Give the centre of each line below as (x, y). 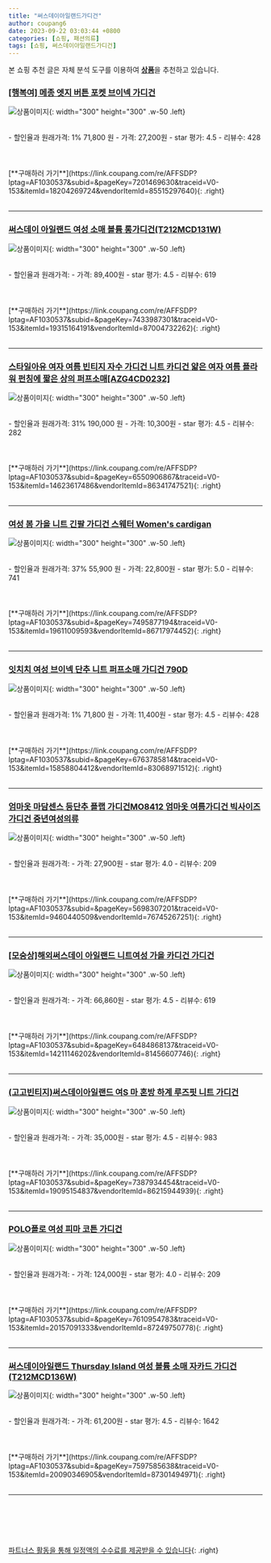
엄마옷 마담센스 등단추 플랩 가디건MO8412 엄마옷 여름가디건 (118, 807)
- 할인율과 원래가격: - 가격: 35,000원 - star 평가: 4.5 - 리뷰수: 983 (113, 1137)
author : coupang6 (38, 23)
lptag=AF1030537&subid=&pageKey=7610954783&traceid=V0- (113, 1319)
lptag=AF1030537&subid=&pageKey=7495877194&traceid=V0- (113, 622)
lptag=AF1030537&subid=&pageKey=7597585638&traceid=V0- (114, 1466)
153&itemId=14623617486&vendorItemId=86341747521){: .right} (115, 486)
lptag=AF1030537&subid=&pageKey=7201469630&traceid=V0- (114, 182)
